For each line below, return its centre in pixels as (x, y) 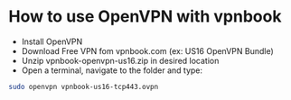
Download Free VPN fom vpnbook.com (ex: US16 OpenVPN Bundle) (148, 50)
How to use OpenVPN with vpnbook (145, 17)
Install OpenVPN (52, 41)
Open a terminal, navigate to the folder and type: (112, 70)
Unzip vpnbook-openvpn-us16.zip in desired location (120, 60)
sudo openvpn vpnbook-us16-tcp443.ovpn (84, 86)
